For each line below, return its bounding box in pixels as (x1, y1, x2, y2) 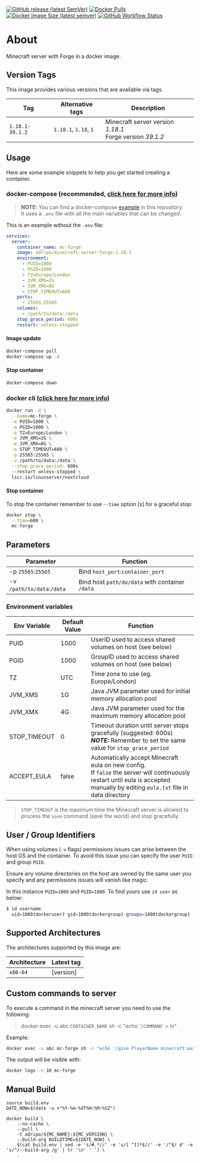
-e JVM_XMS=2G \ (11, 435, 52, 442)
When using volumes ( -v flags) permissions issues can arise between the (6, 846, 186, 853)
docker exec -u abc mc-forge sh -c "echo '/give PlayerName (6, 1045, 159, 1051)
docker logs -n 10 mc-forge (6, 1067, 76, 1074)
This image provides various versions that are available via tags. (6, 85, 164, 93)
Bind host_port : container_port (78, 568, 165, 576)
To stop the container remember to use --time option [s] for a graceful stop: (6, 500, 193, 507)
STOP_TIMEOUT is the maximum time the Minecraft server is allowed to (20, 806, 189, 813)
